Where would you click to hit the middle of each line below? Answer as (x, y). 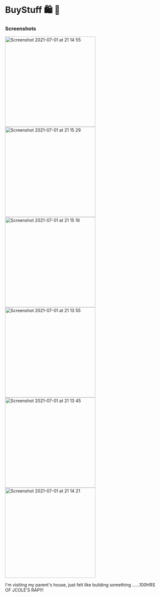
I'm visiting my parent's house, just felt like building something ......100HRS (80, 585)
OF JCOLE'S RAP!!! (24, 590)
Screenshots (21, 29)
